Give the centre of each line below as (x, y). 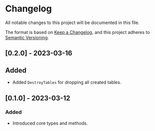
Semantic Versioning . (27, 37)
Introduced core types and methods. (50, 123)
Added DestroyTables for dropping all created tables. (67, 82)
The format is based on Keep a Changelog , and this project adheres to (77, 32)
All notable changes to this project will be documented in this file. (72, 22)
